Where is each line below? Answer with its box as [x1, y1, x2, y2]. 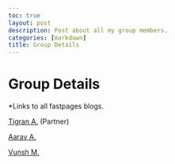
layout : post [8, 19, 51, 27]
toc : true [8, 11, 41, 20]
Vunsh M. [8, 147, 40, 157]
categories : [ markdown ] [8, 33, 87, 42]
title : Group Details [8, 41, 80, 49]
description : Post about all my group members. [8, 26, 169, 34]
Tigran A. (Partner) [8, 116, 70, 127]
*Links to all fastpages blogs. [8, 101, 105, 111]
